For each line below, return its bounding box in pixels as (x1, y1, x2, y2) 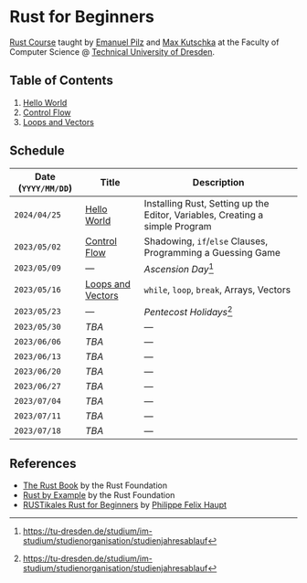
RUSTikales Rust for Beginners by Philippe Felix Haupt (22, 500, 227, 511)
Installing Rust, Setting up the (143, 196, 270, 209)
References (9, 455, 77, 472)
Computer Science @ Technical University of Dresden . (9, 46, 216, 57)
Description (192, 175, 245, 188)
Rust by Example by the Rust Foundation (22, 490, 175, 501)
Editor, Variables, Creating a (143, 208, 264, 221)
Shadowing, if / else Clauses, (143, 235, 268, 248)
